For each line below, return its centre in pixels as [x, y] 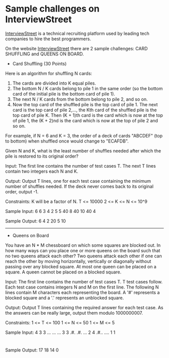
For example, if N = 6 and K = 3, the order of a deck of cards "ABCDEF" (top [84, 135]
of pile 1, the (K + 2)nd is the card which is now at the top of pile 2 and [85, 120]
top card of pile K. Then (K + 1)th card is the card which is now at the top [88, 115]
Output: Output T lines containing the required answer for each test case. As [84, 307]
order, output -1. [22, 191]
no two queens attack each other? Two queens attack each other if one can [84, 256]
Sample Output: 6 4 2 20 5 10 [36, 221]
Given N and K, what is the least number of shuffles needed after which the [83, 151]
